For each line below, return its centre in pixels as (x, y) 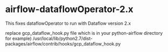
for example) (18, 38)
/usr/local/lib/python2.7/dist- (62, 38)
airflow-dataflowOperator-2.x (69, 9)
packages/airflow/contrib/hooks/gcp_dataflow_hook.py (63, 43)
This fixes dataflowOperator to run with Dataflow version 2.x (68, 23)
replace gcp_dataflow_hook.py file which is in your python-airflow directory (84, 33)
